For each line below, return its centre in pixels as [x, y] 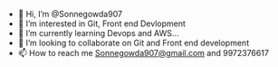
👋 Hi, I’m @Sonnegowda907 [70, 14]
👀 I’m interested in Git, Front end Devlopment [101, 24]
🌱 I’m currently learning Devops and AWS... [98, 33]
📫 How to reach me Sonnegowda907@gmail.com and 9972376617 [144, 53]
